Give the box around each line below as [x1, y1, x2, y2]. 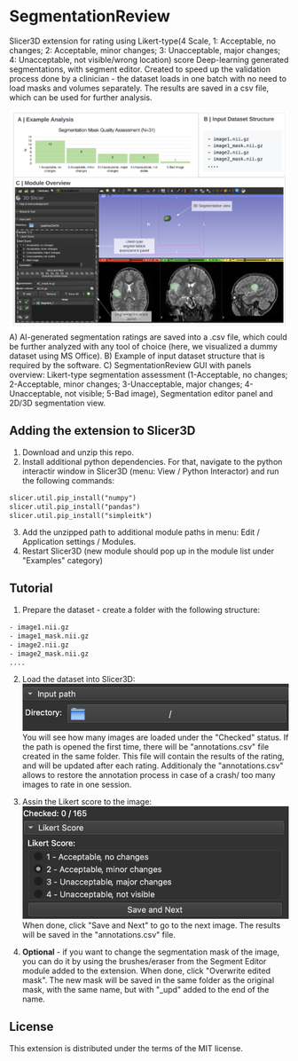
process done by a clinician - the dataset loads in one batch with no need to [9, 73, 286, 83]
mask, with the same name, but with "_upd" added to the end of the [21, 985, 270, 995]
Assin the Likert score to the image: [21, 796, 153, 806]
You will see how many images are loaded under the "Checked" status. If [21, 732, 289, 743]
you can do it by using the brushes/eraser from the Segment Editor [21, 956, 267, 967]
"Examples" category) [21, 554, 104, 565]
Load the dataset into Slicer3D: [21, 673, 136, 684]
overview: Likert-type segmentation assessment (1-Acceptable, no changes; [9, 370, 288, 380]
